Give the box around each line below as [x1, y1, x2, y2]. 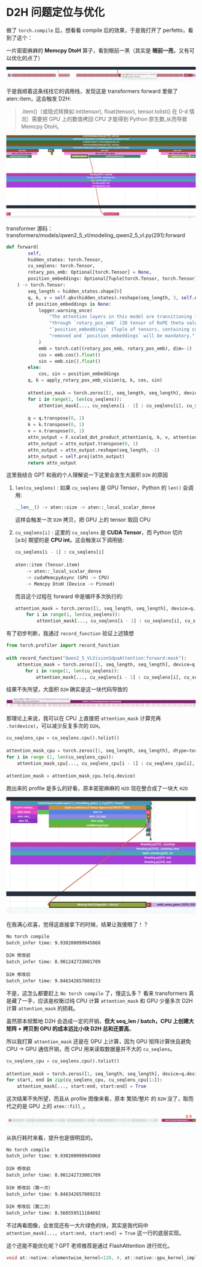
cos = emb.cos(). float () [38, 352, 101, 358]
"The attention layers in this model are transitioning [49, 314, 192, 320]
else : [28, 365, 42, 371]
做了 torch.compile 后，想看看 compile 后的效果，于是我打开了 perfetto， [6, 26, 188, 34]
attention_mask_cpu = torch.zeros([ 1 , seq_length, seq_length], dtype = [6, 748, 189, 754]
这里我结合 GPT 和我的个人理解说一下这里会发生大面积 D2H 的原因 [6, 471, 168, 479]
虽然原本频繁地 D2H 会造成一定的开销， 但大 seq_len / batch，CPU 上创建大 [6, 1017, 194, 1024]
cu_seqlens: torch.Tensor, [28, 263, 96, 269]
